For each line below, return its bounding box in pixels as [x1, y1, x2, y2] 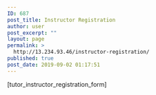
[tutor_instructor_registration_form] [7, 80, 107, 88]
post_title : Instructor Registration [7, 17, 116, 23]
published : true [7, 55, 54, 62]
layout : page [7, 36, 45, 43]
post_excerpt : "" [7, 29, 57, 36]
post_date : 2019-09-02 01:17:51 [7, 61, 100, 68]
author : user [7, 23, 45, 30]
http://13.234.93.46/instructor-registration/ [13, 49, 150, 56]
